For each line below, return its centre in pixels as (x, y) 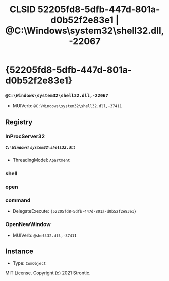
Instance (19, 251)
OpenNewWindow (28, 224)
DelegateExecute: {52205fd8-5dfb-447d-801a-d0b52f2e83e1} (74, 211)
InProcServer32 (25, 136)
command (18, 200)
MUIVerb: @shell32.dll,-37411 (44, 235)
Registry (19, 122)
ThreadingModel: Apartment (41, 160)
